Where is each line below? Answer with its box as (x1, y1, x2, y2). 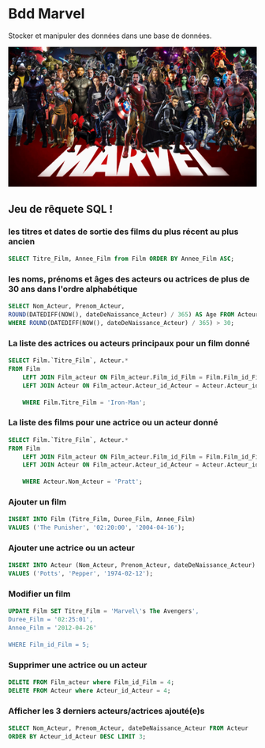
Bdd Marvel (8, 5, 85, 23)
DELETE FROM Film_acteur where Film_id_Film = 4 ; (8, 678, 175, 686)
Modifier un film (8, 588, 71, 599)
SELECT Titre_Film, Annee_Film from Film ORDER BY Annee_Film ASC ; (8, 255, 235, 263)
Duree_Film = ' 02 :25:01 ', (8, 616, 93, 624)
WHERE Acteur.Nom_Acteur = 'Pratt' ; (22, 478, 144, 486)
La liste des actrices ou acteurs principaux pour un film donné (8, 338, 250, 349)
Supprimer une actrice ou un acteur (8, 659, 147, 671)
